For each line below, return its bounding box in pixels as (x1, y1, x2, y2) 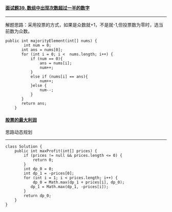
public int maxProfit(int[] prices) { (14, 149, 97, 154)
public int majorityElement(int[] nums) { (5, 38, 97, 43)
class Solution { (5, 144, 42, 149)
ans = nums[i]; (39, 61, 72, 66)
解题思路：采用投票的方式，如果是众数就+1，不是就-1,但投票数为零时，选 (5, 22, 159, 28)
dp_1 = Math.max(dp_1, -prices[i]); (30, 184, 109, 190)
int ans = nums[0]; (21, 48, 63, 53)
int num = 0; (24, 43, 52, 48)
